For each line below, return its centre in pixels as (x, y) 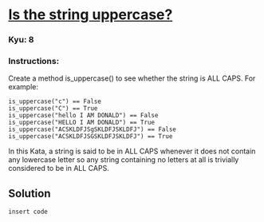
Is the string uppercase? (91, 15)
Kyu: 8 (21, 40)
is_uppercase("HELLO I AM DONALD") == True (82, 123)
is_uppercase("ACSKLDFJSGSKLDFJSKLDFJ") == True (91, 137)
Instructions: (34, 61)
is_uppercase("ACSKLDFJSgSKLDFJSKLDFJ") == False (93, 129)
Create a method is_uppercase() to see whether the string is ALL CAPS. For (132, 78)
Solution (30, 193)
